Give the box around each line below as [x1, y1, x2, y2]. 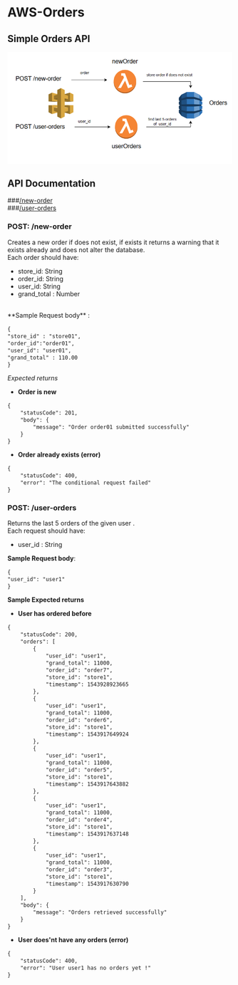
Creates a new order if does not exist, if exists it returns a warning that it [7, 238, 219, 246]
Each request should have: [7, 526, 86, 535]
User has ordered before [17, 609, 92, 617]
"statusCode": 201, [20, 409, 78, 417]
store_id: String [17, 266, 63, 275]
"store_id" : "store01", [7, 333, 81, 340]
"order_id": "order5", [45, 766, 113, 773]
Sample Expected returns [7, 595, 84, 604]
